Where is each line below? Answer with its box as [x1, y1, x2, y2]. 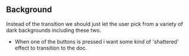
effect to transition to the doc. [14, 44, 87, 51]
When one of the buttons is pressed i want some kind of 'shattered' [14, 38, 179, 45]
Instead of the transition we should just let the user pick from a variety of [6, 20, 183, 27]
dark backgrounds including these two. [6, 27, 102, 34]
